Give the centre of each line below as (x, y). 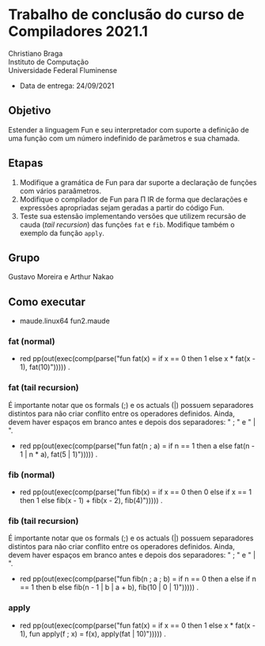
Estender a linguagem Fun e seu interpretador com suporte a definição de (129, 129)
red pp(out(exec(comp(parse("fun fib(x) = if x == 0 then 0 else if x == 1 (135, 492)
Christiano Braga (36, 53)
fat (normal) (32, 341)
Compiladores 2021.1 (78, 31)
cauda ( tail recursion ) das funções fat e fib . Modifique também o (127, 225)
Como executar (47, 302)
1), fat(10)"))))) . (45, 367)
